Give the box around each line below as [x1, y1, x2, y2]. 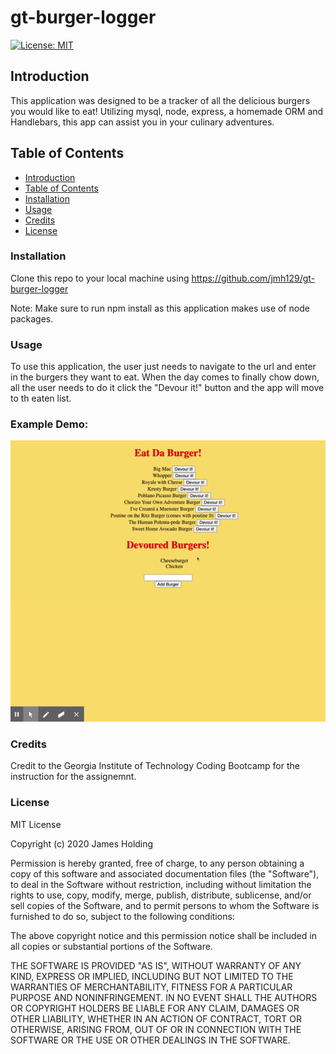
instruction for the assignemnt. [10, 771, 137, 783]
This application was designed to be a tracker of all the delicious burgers [10, 94, 311, 106]
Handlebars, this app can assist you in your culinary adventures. [10, 116, 275, 128]
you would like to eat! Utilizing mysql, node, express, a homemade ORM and [10, 105, 324, 117]
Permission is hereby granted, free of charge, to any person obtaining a [10, 857, 305, 869]
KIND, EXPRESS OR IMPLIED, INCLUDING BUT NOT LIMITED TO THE [10, 970, 294, 982]
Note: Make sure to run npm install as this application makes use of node [10, 302, 310, 314]
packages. [10, 312, 54, 325]
